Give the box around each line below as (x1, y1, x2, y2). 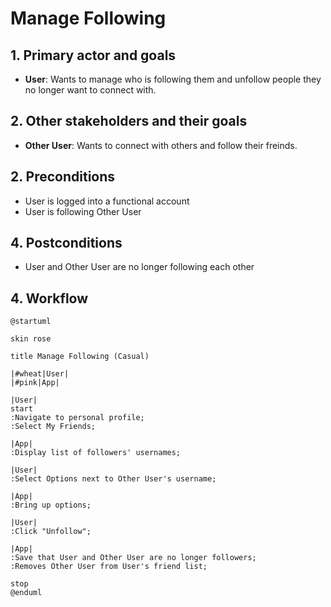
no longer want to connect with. (24, 84, 157, 96)
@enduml (10, 588, 43, 598)
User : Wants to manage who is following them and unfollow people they (24, 73, 322, 85)
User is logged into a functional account (24, 195, 190, 207)
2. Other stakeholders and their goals (10, 113, 248, 130)
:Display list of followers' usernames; (10, 448, 182, 458)
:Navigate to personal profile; (10, 413, 145, 423)
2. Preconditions (10, 168, 116, 186)
